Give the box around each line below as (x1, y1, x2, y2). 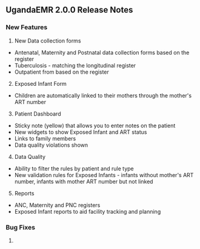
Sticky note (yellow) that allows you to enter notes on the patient (14, 122, 176, 129)
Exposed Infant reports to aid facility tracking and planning (14, 208, 161, 215)
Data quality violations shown (14, 141, 88, 149)
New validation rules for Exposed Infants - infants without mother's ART (14, 171, 194, 178)
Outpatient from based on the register (14, 68, 110, 75)
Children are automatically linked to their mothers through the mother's (14, 91, 192, 99)
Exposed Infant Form (14, 80, 67, 87)
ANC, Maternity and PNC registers (14, 201, 101, 209)
